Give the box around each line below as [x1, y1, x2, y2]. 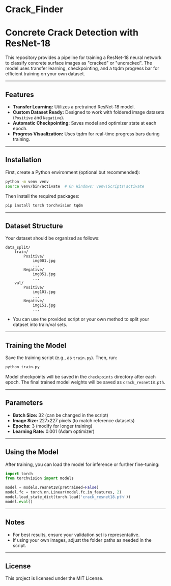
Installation [5, 156, 42, 164]
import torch [5, 471, 33, 476]
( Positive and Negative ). [12, 114, 65, 121]
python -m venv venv [5, 179, 49, 184]
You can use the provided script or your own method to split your [12, 316, 149, 323]
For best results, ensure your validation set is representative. [12, 532, 140, 538]
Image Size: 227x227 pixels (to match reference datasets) [12, 417, 135, 423]
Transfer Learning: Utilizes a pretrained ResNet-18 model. [12, 103, 135, 110]
